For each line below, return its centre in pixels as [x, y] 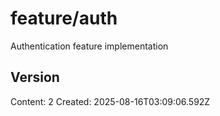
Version [35, 77]
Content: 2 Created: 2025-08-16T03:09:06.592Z [110, 101]
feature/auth [64, 18]
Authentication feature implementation [89, 46]
